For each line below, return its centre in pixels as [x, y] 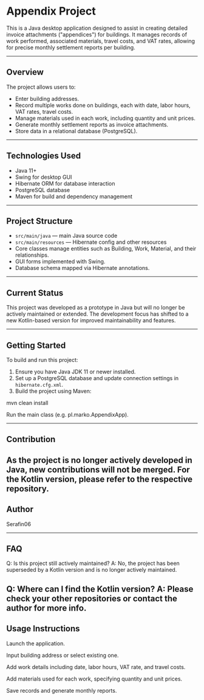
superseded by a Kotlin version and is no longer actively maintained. [92, 570]
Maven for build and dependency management [73, 196]
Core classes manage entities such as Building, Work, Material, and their [106, 249]
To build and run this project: [42, 360]
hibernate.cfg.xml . [39, 385]
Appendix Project [51, 11]
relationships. [32, 255]
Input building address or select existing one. [63, 655]
